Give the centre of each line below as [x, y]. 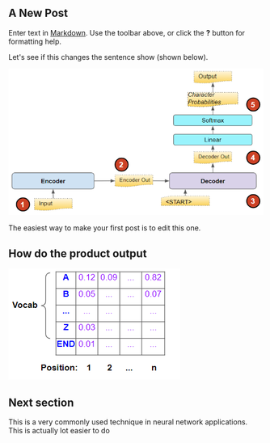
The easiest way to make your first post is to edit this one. [105, 228]
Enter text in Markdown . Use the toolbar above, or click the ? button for [127, 32]
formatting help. [35, 41]
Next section [41, 402]
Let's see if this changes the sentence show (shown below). [108, 57]
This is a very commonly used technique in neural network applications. [128, 422]
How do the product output [78, 253]
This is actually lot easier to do [59, 430]
